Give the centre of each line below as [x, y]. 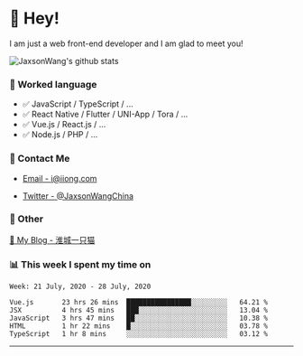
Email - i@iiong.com [60, 178]
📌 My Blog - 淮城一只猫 [52, 239]
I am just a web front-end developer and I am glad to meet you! [126, 43]
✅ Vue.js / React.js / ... [64, 125]
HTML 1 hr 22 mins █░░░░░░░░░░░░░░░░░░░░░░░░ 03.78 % [139, 326]
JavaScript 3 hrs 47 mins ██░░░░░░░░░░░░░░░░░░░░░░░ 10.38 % [139, 319]
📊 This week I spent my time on [80, 264]
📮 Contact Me [40, 159]
